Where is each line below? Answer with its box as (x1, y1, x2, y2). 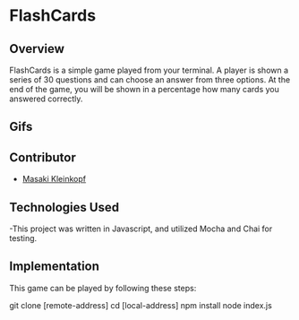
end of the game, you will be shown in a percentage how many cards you (9, 84, 279, 94)
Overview (9, 41, 65, 56)
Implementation (9, 259, 100, 274)
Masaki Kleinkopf (21, 174, 87, 185)
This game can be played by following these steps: (9, 282, 197, 293)
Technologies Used (9, 199, 119, 215)
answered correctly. (9, 93, 83, 104)
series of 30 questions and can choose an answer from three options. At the (9, 74, 291, 85)
